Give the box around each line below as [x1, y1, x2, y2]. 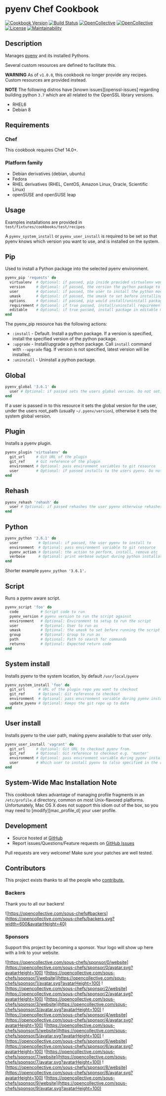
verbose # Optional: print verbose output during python [9, 554, 140, 559]
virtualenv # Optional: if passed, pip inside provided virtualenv [9, 280, 154, 285]
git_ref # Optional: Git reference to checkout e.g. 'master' [9, 751, 149, 756]
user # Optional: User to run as [9, 623, 98, 628]
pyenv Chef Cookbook [5, 3, 99, 15]
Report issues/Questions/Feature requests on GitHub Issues [12, 840, 135, 846]
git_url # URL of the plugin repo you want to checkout [9, 687, 138, 692]
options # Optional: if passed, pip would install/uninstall [9, 298, 147, 303]
